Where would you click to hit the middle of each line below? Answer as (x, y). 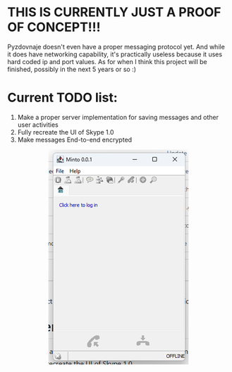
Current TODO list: (62, 98)
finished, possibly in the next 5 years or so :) (72, 69)
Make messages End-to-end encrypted (75, 139)
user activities (38, 125)
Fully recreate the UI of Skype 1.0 (66, 132)
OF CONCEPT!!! (54, 27)
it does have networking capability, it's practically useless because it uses (115, 54)
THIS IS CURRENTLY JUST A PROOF (114, 12)
